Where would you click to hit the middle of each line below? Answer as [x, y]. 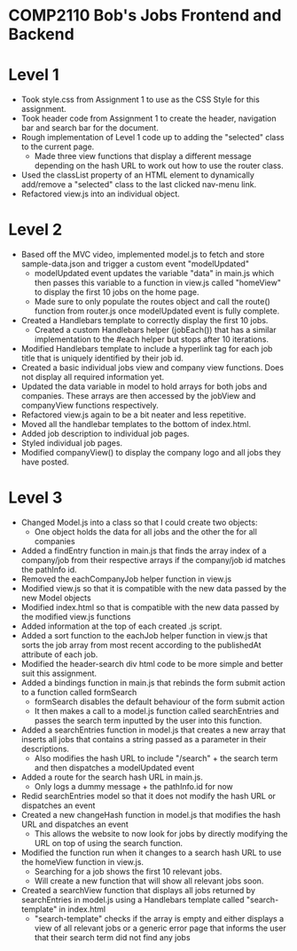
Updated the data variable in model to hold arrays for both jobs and [144, 386]
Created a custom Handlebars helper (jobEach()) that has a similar [155, 330]
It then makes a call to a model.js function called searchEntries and [156, 711]
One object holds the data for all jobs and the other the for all [146, 532]
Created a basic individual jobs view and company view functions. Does [152, 368]
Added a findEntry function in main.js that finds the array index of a [144, 551]
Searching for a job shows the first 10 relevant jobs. [128, 872]
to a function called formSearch [79, 692]
